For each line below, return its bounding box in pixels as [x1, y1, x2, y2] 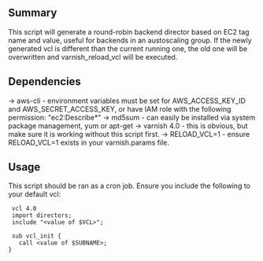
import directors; [11, 211, 72, 219]
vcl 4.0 [11, 204, 37, 213]
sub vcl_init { [11, 232, 61, 241]
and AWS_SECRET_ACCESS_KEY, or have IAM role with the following [8, 104, 232, 113]
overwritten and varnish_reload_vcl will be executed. [8, 52, 178, 61]
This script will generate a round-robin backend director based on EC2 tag [8, 27, 250, 36]
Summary [8, 6, 57, 20]
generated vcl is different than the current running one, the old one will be [8, 43, 248, 53]
